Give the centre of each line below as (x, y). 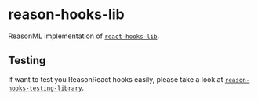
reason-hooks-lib (66, 14)
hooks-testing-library (45, 88)
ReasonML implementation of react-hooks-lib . (84, 36)
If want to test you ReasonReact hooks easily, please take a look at (116, 79)
